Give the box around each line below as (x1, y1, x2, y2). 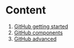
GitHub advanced (14, 35, 57, 42)
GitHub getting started (14, 23, 69, 30)
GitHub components (14, 29, 63, 36)
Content (5, 4, 46, 17)
